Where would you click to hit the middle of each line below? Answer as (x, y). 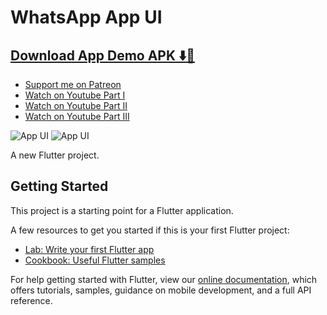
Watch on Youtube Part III (77, 116)
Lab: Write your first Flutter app (89, 249)
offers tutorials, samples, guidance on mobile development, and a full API (161, 290)
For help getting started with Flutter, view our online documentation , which (164, 279)
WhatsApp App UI (86, 17)
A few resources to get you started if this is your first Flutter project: (150, 230)
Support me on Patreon (73, 84)
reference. (31, 300)
